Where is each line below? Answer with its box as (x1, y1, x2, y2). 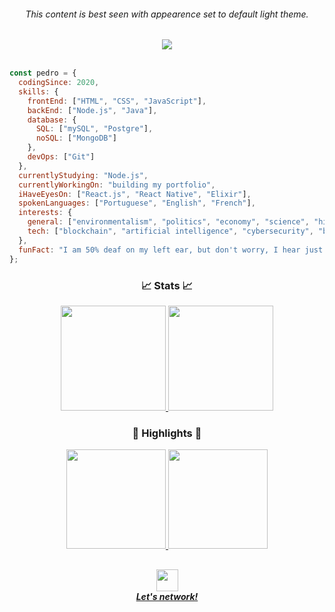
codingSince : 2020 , (18, 78, 100, 88)
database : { (27, 115, 77, 125)
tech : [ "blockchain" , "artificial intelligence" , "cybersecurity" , (27, 226, 314, 237)
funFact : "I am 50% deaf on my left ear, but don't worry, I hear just (18, 245, 324, 255)
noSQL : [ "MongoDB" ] (35, 133, 117, 144)
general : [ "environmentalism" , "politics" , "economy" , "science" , (27, 217, 310, 227)
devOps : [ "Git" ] (27, 152, 96, 162)
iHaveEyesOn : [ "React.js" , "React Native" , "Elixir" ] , (18, 189, 252, 199)
